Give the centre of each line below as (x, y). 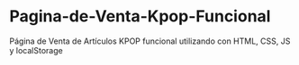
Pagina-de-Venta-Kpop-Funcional (140, 16)
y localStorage (36, 50)
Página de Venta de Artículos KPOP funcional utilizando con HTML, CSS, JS (150, 41)
